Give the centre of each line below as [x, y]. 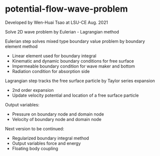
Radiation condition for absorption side [51, 71]
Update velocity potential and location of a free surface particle [75, 95]
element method [21, 46]
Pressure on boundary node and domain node [58, 114]
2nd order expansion [33, 90]
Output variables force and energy [46, 143]
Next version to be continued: [35, 129]
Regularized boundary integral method [50, 138]
